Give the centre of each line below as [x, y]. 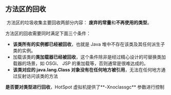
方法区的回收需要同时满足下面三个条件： [48, 33]
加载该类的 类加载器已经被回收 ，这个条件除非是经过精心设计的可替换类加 [89, 57]
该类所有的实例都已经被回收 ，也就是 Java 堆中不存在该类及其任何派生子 [89, 44]
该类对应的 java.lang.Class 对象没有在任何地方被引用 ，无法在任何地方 [87, 69]
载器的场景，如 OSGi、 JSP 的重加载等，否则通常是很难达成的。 [81, 63]
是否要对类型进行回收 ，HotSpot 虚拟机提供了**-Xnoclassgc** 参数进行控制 [85, 87]
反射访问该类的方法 [37, 76]
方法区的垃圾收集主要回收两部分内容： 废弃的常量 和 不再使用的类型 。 [79, 22]
